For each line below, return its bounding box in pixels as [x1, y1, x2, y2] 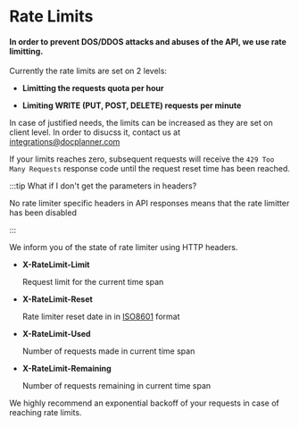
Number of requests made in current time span [21, 346, 195, 356]
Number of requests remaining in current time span [21, 381, 212, 391]
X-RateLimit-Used [21, 329, 91, 339]
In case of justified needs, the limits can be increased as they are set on [9, 118, 274, 129]
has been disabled [9, 207, 78, 218]
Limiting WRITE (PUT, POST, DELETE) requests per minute [21, 100, 242, 111]
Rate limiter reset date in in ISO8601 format [21, 311, 180, 322]
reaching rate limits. [9, 407, 82, 418]
